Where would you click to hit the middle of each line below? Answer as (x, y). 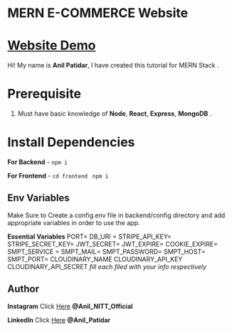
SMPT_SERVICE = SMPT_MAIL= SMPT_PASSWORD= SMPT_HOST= (106, 251)
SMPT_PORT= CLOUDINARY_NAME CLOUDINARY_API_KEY (95, 259)
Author (23, 289)
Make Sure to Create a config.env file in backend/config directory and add (116, 215)
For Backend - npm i (37, 162)
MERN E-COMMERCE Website (98, 13)
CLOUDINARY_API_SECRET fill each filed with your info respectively (107, 266)
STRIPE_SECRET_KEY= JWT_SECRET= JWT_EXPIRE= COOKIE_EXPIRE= (113, 244)
